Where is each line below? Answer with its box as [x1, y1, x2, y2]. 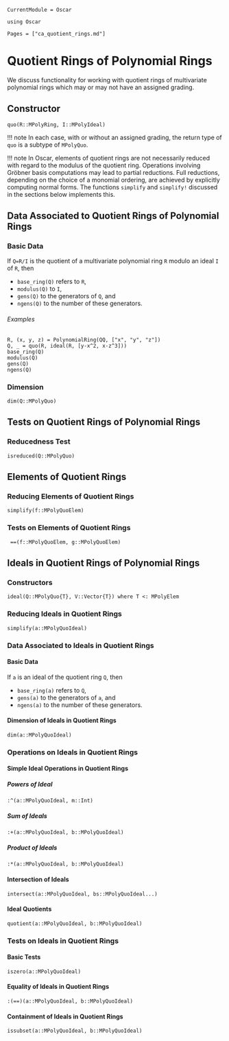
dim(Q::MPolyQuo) [7, 398, 57, 405]
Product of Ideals [7, 843, 58, 852]
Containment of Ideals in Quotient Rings [7, 1012, 123, 1020]
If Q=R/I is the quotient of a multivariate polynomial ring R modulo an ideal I [7, 257, 219, 265]
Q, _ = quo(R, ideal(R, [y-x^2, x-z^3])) [7, 342, 128, 349]
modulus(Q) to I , [16, 285, 62, 293]
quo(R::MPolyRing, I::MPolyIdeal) [7, 121, 106, 128]
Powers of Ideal [7, 780, 53, 789]
